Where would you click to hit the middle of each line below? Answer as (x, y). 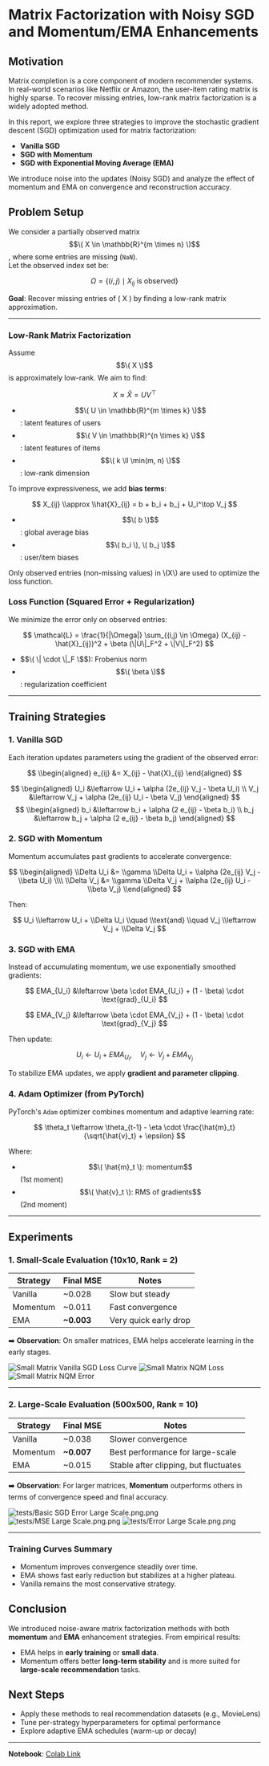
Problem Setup (46, 212)
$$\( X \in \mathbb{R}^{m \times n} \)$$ (134, 244)
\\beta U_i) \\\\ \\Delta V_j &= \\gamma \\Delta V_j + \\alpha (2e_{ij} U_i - (134, 880)
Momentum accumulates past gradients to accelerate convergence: (120, 856)
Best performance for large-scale (173, 1452)
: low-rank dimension (55, 473)
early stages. (30, 1352)
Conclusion (38, 1609)
